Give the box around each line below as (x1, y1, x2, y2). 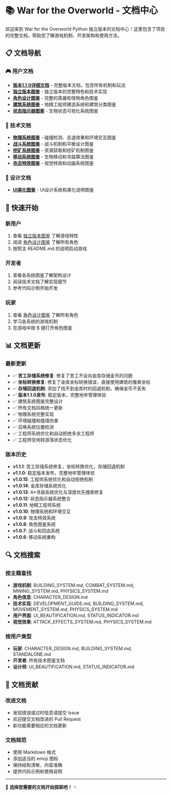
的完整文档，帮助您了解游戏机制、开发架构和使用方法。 (5, 32, 122, 39)
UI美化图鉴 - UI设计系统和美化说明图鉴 (12, 187, 94, 193)
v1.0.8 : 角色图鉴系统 (12, 521, 56, 527)
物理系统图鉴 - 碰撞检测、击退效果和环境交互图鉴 (12, 134, 117, 140)
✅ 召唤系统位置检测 (12, 424, 54, 430)
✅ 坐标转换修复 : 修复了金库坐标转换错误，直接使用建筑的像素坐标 (12, 379, 151, 385)
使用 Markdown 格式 (12, 749, 56, 755)
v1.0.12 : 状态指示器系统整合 (12, 496, 71, 502)
